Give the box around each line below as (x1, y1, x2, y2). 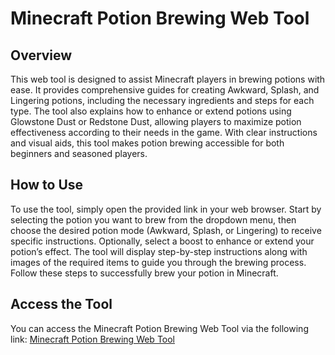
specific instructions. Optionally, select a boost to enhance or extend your (10, 235, 315, 247)
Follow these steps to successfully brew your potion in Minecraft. (10, 267, 279, 279)
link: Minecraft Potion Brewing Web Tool (10, 333, 176, 345)
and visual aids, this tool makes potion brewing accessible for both (10, 137, 285, 149)
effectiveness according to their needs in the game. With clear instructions (10, 127, 318, 138)
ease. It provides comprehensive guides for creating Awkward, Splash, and (10, 84, 320, 96)
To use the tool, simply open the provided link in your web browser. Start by (10, 203, 322, 215)
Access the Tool (10, 296, 113, 313)
